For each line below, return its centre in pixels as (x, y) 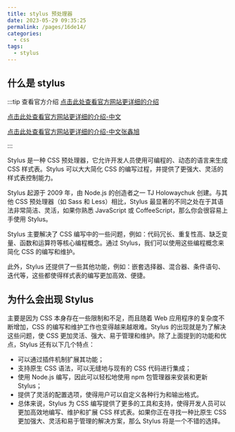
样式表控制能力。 (32, 177)
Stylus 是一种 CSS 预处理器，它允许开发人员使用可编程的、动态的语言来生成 (118, 160)
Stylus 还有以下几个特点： (57, 344)
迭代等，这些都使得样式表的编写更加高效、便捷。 (78, 275)
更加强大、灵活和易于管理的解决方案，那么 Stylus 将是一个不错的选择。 (121, 421)
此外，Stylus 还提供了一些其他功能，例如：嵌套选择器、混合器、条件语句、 (116, 266)
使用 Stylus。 (32, 219)
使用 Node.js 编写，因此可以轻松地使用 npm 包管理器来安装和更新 (113, 376)
